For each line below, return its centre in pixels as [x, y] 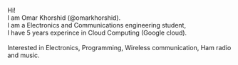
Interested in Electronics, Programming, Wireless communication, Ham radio [119, 48]
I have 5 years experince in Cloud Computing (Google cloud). [97, 32]
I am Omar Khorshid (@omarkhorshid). [64, 18]
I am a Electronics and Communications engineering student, [97, 25]
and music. [24, 55]
